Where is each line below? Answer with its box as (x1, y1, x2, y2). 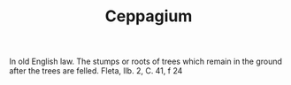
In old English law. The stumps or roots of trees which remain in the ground (9, 56, 283, 67)
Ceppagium (104, 6, 193, 27)
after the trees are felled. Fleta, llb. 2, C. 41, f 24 (9, 66, 183, 76)
